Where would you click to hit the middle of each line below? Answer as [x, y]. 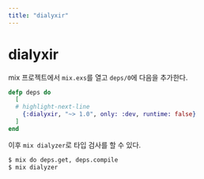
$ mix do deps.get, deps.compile [63, 160]
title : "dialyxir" [38, 15]
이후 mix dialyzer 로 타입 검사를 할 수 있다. [75, 145]
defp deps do [30, 92]
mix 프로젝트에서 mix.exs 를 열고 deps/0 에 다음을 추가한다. [98, 77]
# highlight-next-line [53, 107]
